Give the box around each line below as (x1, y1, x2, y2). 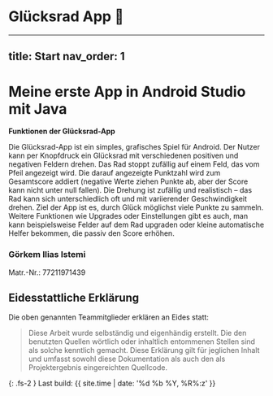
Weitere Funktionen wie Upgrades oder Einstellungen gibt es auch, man (8, 211, 249, 221)
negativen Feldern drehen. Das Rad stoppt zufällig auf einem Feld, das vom (8, 159, 260, 169)
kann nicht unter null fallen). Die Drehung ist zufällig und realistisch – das (8, 185, 253, 195)
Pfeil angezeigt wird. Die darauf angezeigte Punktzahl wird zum (8, 168, 221, 178)
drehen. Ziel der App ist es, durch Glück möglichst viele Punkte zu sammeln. (8, 202, 264, 212)
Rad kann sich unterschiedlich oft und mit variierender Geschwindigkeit (8, 194, 248, 204)
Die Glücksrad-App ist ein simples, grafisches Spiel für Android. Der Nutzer (8, 142, 261, 152)
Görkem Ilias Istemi (8, 249, 86, 260)
